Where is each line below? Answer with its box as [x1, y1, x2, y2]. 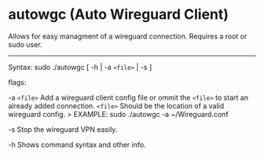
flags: [8, 77, 27, 87]
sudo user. [8, 39, 42, 49]
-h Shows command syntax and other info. [8, 140, 147, 149]
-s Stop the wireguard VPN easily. [8, 124, 118, 134]
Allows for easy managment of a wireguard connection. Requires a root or [8, 31, 247, 41]
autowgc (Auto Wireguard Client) [8, 5, 229, 24]
